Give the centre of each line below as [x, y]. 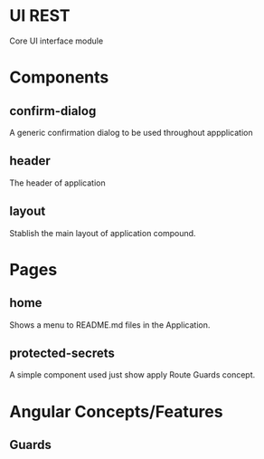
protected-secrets [62, 353]
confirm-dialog [53, 111]
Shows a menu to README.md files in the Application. [110, 325]
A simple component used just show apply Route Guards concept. [132, 375]
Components [59, 77]
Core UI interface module [57, 41]
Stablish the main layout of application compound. [103, 233]
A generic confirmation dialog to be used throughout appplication [131, 132]
